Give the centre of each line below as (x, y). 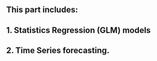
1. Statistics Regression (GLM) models (78, 30)
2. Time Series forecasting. (58, 51)
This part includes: (42, 10)
